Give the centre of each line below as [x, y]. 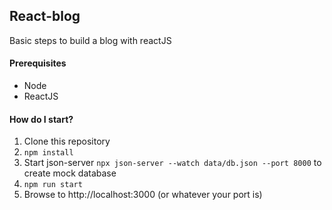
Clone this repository [67, 141]
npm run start [53, 185]
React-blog [45, 16]
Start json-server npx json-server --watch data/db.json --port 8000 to [172, 163]
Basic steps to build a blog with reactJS [90, 40]
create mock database [70, 173]
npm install [48, 153]
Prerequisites [38, 63]
